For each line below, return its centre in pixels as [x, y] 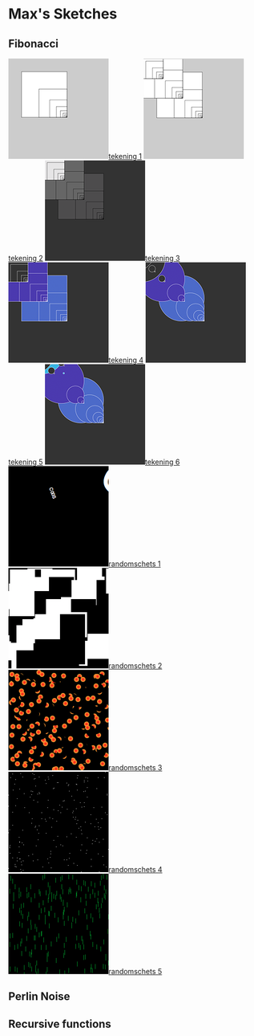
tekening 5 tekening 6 [94, 462]
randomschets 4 [135, 869]
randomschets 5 [135, 971]
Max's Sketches [63, 14]
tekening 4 [126, 360]
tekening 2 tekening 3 [94, 258]
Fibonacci [33, 44]
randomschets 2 [135, 666]
